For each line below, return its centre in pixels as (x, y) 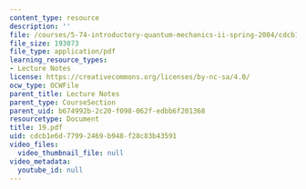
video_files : (34, 144)
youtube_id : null (51, 170)
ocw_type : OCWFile (44, 85)
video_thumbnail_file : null (71, 153)
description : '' (40, 26)
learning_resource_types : (58, 60)
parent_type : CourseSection (63, 102)
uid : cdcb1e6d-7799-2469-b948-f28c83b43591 (93, 136)
